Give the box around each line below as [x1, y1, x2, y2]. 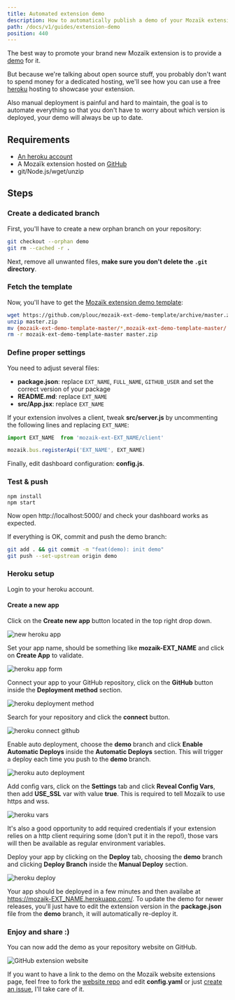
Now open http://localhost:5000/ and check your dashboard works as [7, 511, 208, 519]
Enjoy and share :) [7, 926, 70, 936]
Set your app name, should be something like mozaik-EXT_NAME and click [7, 643, 225, 652]
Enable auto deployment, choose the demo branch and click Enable [7, 740, 203, 748]
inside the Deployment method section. [7, 685, 122, 694]
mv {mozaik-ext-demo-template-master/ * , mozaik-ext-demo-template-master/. [7, 324, 230, 331]
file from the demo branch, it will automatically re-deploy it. [7, 909, 178, 918]
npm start [7, 499, 36, 506]
